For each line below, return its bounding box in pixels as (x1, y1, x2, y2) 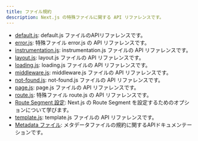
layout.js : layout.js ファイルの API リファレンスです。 (14, 54, 144, 61)
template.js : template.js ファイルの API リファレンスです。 (14, 114, 157, 121)
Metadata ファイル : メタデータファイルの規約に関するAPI (14, 121, 156, 128)
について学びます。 (25, 106, 72, 114)
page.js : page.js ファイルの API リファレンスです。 (14, 84, 140, 91)
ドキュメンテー (155, 121, 193, 128)
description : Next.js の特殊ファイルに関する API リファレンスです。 (6, 14, 164, 20)
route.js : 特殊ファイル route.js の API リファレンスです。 (14, 91, 152, 99)
